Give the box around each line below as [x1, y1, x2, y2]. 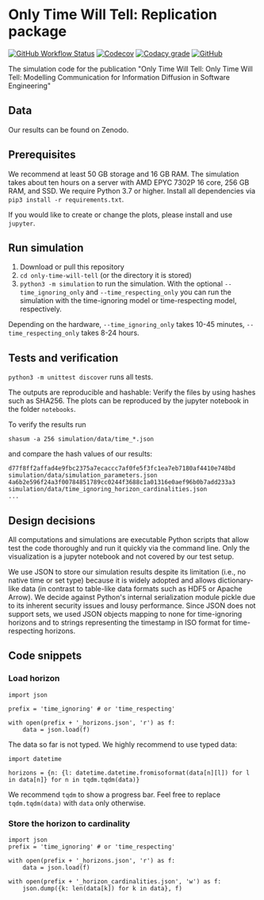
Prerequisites [8, 148, 76, 162]
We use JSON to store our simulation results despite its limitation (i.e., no [8, 567, 247, 576]
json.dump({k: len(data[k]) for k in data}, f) [22, 884, 182, 892]
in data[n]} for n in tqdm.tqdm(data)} [8, 775, 140, 783]
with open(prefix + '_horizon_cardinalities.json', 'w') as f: [8, 877, 222, 886]
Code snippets [8, 649, 82, 663]
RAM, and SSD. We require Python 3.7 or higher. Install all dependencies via [8, 186, 256, 195]
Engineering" [8, 81, 52, 90]
